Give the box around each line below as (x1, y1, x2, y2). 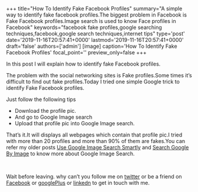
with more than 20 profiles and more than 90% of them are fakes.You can (6, 138, 186, 144)
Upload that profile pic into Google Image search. (14, 120, 135, 126)
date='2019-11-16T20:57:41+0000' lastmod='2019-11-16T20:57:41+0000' (6, 37, 184, 43)
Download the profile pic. (14, 108, 77, 114)
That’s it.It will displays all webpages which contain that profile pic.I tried (6, 131, 183, 138)
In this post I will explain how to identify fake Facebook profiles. (6, 60, 161, 67)
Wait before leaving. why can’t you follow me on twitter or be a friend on (6, 173, 182, 180)
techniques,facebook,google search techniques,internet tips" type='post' (6, 30, 185, 37)
